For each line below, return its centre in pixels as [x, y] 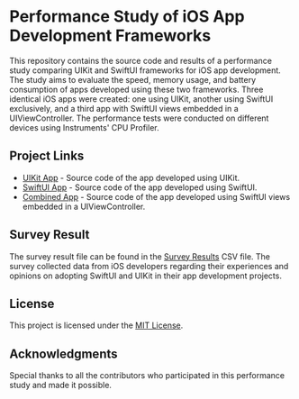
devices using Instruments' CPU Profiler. [84, 127]
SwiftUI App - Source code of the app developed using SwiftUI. [140, 187]
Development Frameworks [110, 36]
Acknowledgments [64, 354]
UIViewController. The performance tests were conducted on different [139, 118]
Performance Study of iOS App [127, 17]
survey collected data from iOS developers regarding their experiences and [149, 266]
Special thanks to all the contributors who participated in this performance [147, 376]
